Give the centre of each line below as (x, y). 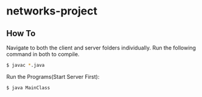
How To (21, 33)
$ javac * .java (26, 65)
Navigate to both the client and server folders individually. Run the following (101, 48)
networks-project (52, 11)
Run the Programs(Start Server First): (53, 77)
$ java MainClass (28, 88)
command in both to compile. (43, 54)
